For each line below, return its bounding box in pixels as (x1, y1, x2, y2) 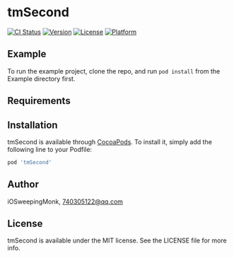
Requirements (7, 95, 71, 107)
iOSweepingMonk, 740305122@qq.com (7, 197, 124, 206)
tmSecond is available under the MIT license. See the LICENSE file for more (7, 236, 228, 245)
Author (7, 178, 39, 191)
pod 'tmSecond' (7, 158, 52, 166)
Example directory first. (7, 74, 76, 83)
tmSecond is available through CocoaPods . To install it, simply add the (7, 137, 212, 146)
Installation (7, 119, 58, 131)
